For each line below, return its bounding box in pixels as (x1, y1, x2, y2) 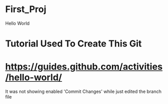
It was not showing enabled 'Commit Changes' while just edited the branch (5, 88, 162, 94)
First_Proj (5, 4, 47, 15)
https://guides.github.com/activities (5, 61, 163, 73)
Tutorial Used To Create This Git (5, 38, 142, 49)
